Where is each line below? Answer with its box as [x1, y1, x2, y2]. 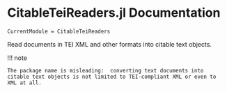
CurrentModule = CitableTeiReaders [7, 28, 111, 35]
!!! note [7, 54, 28, 62]
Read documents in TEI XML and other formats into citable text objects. [7, 40, 212, 48]
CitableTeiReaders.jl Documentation [7, 5, 221, 21]
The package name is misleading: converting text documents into [7, 67, 204, 74]
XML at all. [7, 79, 42, 86]
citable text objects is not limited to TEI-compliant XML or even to [7, 73, 217, 80]
